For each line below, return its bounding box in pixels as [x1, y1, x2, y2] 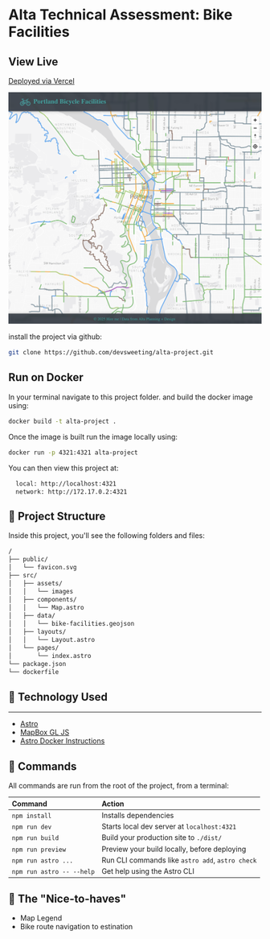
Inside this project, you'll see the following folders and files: [8, 531, 205, 540]
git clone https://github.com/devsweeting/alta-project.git [8, 349, 215, 357]
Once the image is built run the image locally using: [8, 432, 178, 441]
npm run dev [11, 823, 52, 831]
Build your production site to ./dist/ [101, 833, 223, 842]
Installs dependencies [101, 810, 174, 820]
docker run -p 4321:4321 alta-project [8, 449, 138, 457]
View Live [8, 55, 59, 68]
